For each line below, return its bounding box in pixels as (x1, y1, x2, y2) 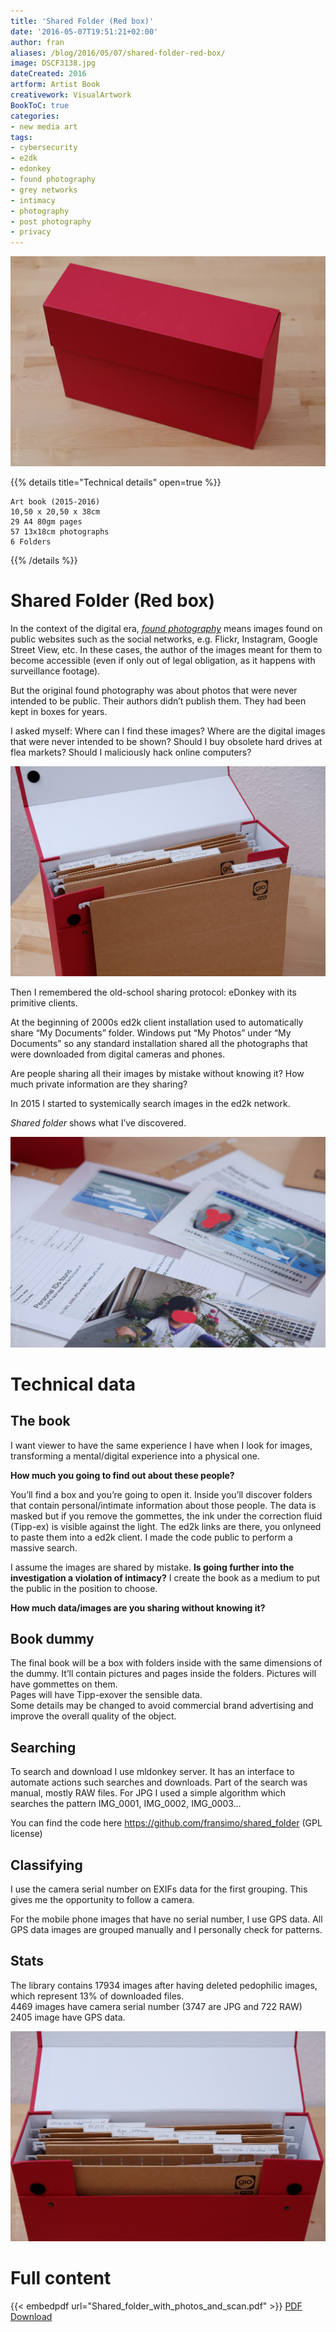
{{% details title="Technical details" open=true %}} (10, 476, 222, 489)
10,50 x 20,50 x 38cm (10, 507, 101, 517)
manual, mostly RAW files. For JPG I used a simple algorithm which (10, 1787, 286, 1799)
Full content (10, 2267, 112, 2290)
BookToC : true (10, 100, 70, 110)
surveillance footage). (10, 665, 101, 677)
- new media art (10, 121, 78, 132)
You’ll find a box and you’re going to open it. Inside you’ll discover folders (10, 1488, 313, 1500)
